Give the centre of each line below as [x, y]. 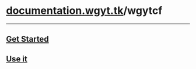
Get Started [27, 39]
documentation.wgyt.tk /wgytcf [84, 11]
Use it [17, 59]
